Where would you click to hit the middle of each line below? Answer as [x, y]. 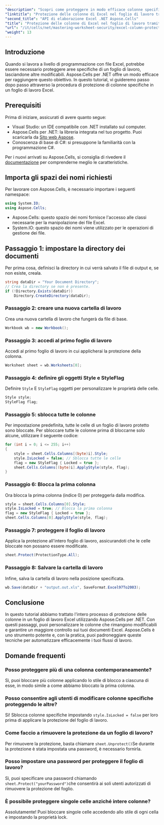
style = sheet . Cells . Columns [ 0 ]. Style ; [46, 504]
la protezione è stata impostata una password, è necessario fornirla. [73, 749]
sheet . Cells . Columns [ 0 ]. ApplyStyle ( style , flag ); [57, 518]
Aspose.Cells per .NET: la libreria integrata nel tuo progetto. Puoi [77, 132]
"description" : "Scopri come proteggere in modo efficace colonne [74, 10]
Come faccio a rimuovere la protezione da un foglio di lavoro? [79, 733]
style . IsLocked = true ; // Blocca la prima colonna [59, 509]
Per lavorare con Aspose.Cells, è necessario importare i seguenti [70, 189]
